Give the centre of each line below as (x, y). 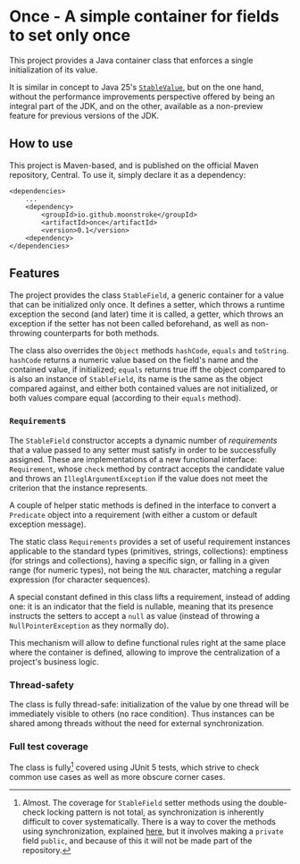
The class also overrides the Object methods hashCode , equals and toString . (149, 350)
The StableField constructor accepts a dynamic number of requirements (143, 440)
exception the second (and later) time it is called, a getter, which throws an (146, 314)
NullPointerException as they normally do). (89, 625)
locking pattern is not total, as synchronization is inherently (156, 812)
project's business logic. (54, 661)
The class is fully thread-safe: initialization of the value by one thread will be (149, 705)
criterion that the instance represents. (79, 487)
